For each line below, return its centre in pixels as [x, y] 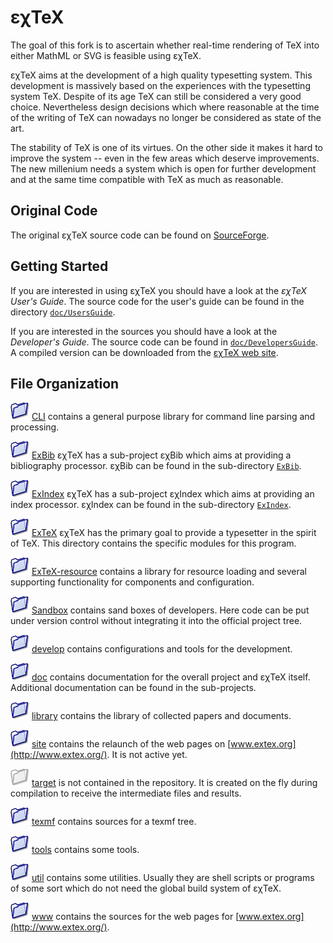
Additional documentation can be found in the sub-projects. [133, 688]
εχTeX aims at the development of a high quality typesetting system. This [161, 75]
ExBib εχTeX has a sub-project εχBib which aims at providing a [161, 455]
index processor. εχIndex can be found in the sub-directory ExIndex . [151, 505]
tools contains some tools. [85, 850]
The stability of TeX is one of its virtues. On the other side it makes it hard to [166, 147]
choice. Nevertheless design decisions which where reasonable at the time [165, 107]
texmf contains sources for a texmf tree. [114, 822]
